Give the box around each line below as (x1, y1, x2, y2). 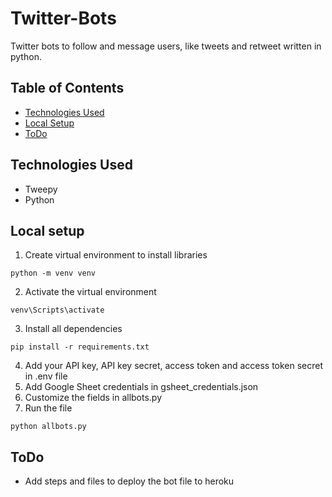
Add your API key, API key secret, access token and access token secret (24, 360, 324, 372)
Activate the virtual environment (24, 286, 157, 298)
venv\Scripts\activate (10, 305, 105, 316)
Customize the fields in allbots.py (24, 392, 163, 404)
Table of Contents (10, 80, 125, 97)
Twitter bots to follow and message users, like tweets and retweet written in (10, 40, 322, 52)
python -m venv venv (10, 268, 97, 279)
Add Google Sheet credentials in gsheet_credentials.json (24, 381, 259, 393)
